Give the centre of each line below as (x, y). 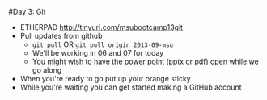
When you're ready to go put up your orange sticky (106, 79)
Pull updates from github (61, 36)
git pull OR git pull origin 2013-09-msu (103, 44)
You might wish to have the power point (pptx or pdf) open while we (145, 61)
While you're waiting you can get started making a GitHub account (131, 87)
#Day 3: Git (27, 12)
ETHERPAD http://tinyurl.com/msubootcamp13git (102, 27)
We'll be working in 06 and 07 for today (98, 53)
